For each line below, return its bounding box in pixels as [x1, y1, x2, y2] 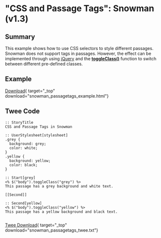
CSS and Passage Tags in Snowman [5, 124, 73, 129]
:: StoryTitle [5, 120, 34, 125]
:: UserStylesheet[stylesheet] [5, 133, 68, 137]
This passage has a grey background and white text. [5, 184, 114, 188]
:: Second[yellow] [5, 201, 42, 205]
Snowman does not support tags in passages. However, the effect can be [5, 51, 151, 56]
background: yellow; [9, 158, 51, 163]
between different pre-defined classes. [5, 61, 83, 67]
